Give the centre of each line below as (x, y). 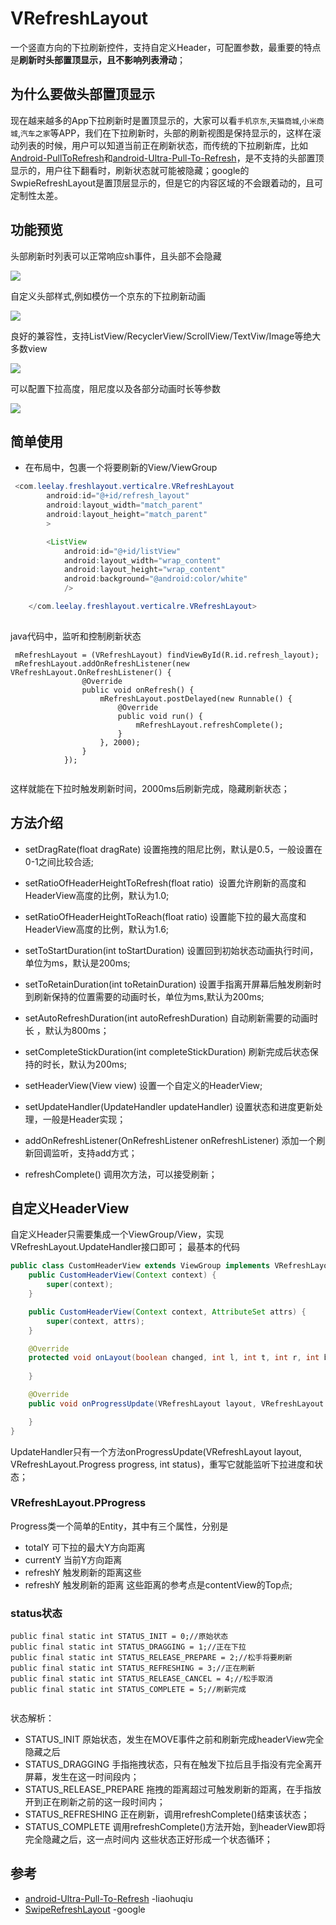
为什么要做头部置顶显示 (82, 94)
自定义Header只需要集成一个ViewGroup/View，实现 (117, 1234)
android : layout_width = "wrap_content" (142, 560)
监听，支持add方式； (94, 1153)
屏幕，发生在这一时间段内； (82, 1777)
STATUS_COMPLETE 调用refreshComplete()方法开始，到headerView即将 (175, 1827)
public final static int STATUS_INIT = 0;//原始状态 (119, 1637)
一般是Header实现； (84, 1119)
